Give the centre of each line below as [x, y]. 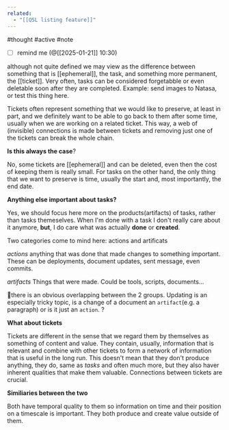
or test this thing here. [38, 95]
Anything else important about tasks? [62, 199]
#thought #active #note [40, 39]
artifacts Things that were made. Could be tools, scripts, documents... [106, 281]
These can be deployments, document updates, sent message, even [104, 261]
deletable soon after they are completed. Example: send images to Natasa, [112, 88]
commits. [20, 268]
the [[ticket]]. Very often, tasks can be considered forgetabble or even [106, 81]
